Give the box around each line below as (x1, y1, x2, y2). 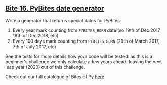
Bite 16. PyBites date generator (5, 4, 104, 13)
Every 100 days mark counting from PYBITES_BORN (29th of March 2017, (12, 38, 160, 44)
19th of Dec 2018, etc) (12, 32, 59, 38)
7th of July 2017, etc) (12, 43, 57, 50)
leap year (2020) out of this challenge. (5, 64, 86, 70)
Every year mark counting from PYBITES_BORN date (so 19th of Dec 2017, (12, 27, 161, 33)
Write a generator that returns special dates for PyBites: (5, 17, 121, 23)
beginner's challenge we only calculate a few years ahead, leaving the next (5, 58, 162, 65)
